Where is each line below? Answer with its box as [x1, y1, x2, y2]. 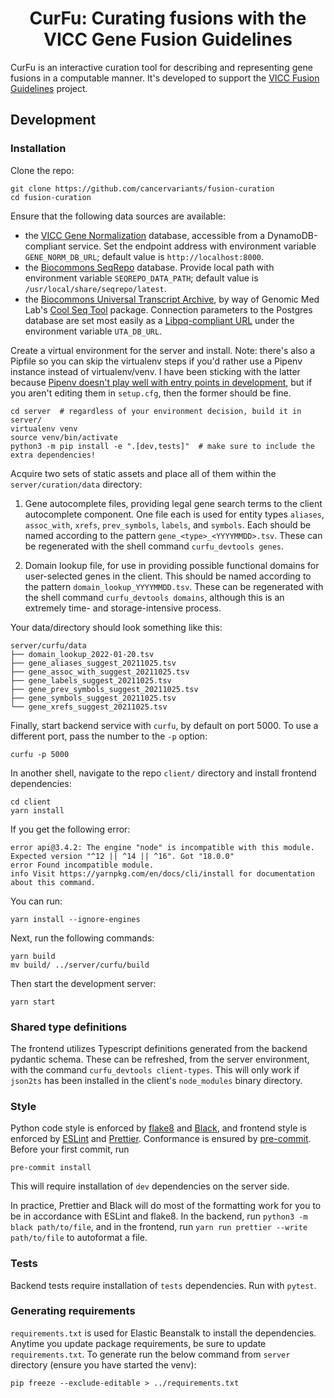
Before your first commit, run [10, 1143, 130, 1156]
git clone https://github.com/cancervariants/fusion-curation [10, 183, 275, 194]
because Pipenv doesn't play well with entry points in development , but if [10, 376, 313, 388]
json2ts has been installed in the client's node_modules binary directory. [10, 1074, 303, 1086]
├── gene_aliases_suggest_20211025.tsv [10, 658, 177, 668]
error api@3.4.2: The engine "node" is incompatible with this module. [10, 842, 315, 852]
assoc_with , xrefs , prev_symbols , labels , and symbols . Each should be [24, 518, 312, 531]
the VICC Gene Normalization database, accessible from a [24, 229, 266, 241]
